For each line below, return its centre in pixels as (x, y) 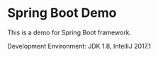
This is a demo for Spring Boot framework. (69, 32)
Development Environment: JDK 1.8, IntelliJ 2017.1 (79, 46)
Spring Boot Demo (62, 13)
